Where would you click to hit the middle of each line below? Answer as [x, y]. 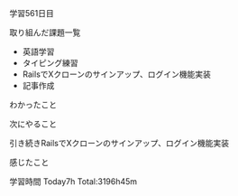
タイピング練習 [50, 63]
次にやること [33, 124]
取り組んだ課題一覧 [45, 33]
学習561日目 [32, 13]
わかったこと [33, 105]
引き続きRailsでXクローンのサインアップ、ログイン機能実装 [119, 143]
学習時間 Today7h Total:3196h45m [73, 182]
